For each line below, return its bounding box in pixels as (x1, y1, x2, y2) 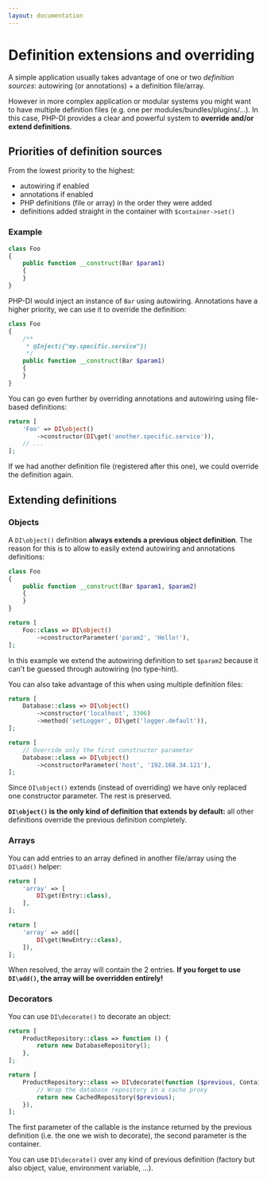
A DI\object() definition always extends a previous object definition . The (8, 535, 253, 544)
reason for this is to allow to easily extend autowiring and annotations (8, 543, 236, 553)
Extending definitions (8, 493, 118, 507)
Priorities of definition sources (8, 144, 163, 158)
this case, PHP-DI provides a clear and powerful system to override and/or (8, 113, 254, 123)
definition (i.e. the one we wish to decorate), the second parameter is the (8, 1131, 247, 1140)
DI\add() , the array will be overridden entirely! (8, 974, 164, 983)
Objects (8, 517, 40, 528)
